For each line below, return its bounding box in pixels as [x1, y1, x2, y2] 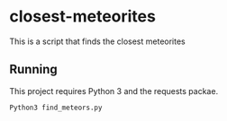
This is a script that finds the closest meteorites [9, 36, 186, 47]
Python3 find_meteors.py [9, 103, 103, 112]
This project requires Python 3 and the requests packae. [9, 85, 219, 96]
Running [9, 62, 59, 77]
